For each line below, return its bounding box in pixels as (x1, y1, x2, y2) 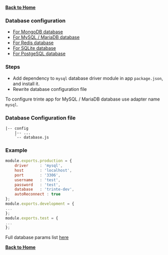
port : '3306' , (14, 172, 60, 178)
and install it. (12, 81, 40, 87)
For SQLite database (12, 45, 56, 51)
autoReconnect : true (14, 192, 60, 197)
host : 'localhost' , (14, 168, 72, 173)
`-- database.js (14, 134, 50, 140)
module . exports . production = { (5, 159, 72, 164)
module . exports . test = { (5, 215, 58, 221)
